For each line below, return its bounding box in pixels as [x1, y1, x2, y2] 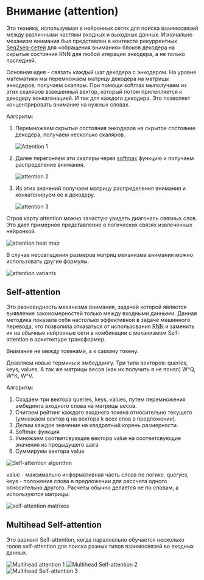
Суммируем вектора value [15, 447, 85, 455]
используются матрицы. [6, 490, 70, 497]
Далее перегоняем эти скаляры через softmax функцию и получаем [15, 154, 194, 162]
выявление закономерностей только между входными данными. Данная [6, 309, 197, 317]
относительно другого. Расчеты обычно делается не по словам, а [6, 484, 179, 491]
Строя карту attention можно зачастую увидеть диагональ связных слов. [6, 214, 198, 222]
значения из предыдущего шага [15, 441, 99, 448]
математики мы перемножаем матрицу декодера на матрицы [6, 75, 169, 82]
